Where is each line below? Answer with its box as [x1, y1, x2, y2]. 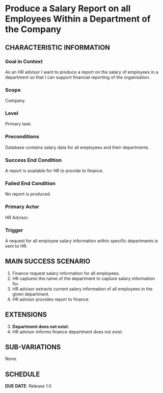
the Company [5, 24, 61, 35]
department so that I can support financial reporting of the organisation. [5, 74, 151, 80]
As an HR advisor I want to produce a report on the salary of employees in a [5, 69, 159, 75]
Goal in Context [5, 58, 43, 65]
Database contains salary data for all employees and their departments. [5, 144, 150, 150]
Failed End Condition [5, 180, 55, 187]
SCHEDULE [5, 370, 40, 378]
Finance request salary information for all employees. [12, 270, 120, 276]
